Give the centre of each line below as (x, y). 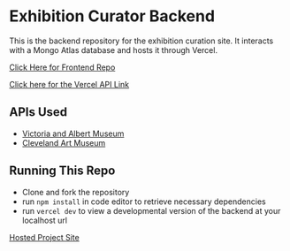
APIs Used (38, 112)
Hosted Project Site (44, 237)
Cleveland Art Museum (64, 142)
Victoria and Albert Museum (73, 133)
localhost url (45, 220)
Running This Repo (62, 171)
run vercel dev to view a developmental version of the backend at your (151, 210)
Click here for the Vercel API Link (69, 84)
